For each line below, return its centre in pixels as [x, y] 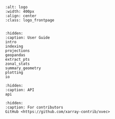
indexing [14, 46]
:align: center [21, 16]
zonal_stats [17, 64]
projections [17, 51]
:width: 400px [20, 11]
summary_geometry [23, 68]
